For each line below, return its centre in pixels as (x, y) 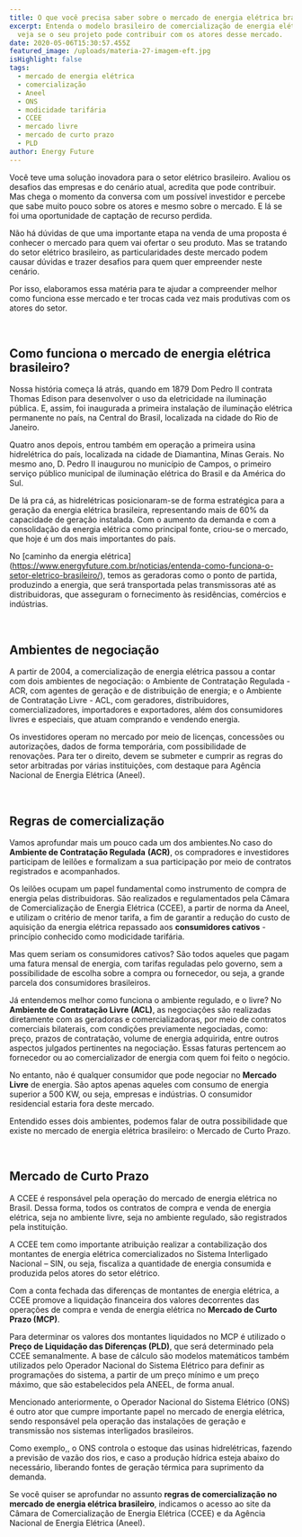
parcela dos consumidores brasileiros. (80, 983)
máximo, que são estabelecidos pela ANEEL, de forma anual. (122, 1384)
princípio (26, 936)
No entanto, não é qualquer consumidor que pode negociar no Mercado (143, 1075)
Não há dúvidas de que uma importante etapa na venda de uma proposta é (148, 233)
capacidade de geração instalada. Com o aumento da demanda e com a (143, 520)
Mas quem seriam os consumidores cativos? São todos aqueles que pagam (149, 954)
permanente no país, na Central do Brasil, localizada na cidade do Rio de (144, 418)
